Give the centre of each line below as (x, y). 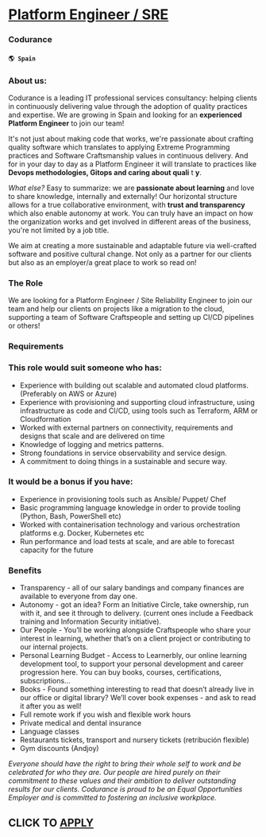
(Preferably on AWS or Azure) (68, 393)
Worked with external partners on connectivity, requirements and (126, 427)
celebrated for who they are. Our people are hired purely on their (114, 773)
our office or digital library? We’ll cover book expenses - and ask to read (138, 698)
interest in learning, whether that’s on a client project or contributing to (135, 639)
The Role (26, 282)
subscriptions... (45, 681)
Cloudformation (45, 418)
